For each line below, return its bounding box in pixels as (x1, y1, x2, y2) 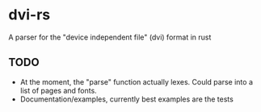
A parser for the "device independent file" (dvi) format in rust (8, 32, 212, 42)
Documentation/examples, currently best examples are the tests (19, 94, 234, 104)
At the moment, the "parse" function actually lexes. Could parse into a (19, 77, 253, 86)
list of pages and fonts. (19, 85, 97, 95)
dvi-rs (8, 6, 51, 24)
